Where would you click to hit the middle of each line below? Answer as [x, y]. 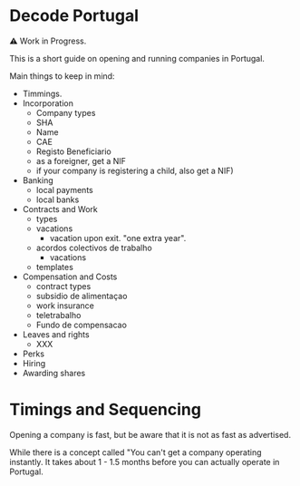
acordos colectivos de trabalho [94, 248]
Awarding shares [54, 373]
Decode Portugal [74, 16]
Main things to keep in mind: [62, 76]
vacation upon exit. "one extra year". [118, 238]
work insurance [65, 306]
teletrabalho [58, 315]
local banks [58, 199]
